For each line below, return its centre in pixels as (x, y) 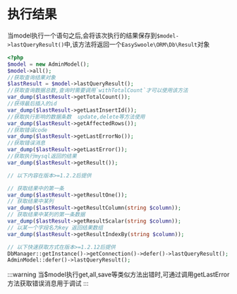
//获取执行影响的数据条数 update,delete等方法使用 (76, 117)
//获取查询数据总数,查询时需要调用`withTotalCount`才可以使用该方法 (98, 90)
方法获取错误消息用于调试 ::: (48, 283)
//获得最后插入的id (32, 104)
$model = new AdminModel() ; (49, 64)
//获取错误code (28, 130)
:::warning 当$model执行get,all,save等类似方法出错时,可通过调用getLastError (119, 275)
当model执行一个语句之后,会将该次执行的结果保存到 (82, 35)
